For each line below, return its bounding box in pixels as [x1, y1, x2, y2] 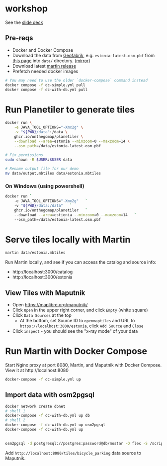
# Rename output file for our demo [5, 166, 79, 172]
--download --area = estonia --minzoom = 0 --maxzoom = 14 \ [14, 139, 130, 144]
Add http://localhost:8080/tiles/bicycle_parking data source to [5, 450, 142, 456]
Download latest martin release [12, 63, 76, 69]
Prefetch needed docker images [12, 68, 79, 74]
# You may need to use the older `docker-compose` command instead [5, 78, 148, 83]
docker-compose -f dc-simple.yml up [5, 377, 81, 382]
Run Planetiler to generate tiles [5, 104, 135, 115]
